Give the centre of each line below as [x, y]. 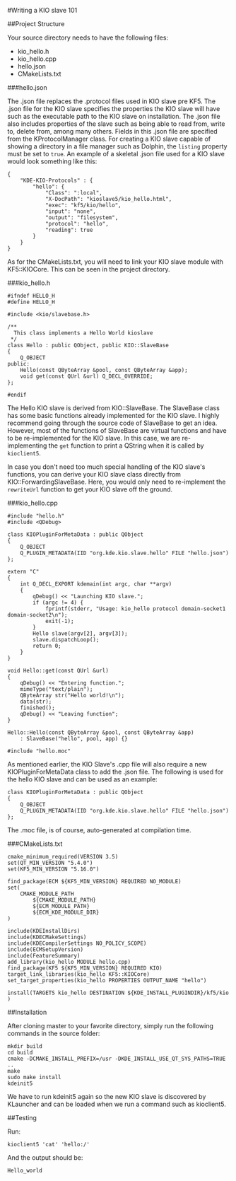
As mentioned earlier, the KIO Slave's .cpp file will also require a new [107, 764]
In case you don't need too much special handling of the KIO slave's [106, 467]
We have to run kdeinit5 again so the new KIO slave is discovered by [107, 1096]
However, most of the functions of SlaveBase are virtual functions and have [117, 430]
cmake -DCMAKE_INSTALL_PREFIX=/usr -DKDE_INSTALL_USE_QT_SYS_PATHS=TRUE [117, 1059]
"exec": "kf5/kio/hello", [83, 205]
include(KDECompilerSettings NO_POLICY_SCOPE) [77, 943]
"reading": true [69, 230]
